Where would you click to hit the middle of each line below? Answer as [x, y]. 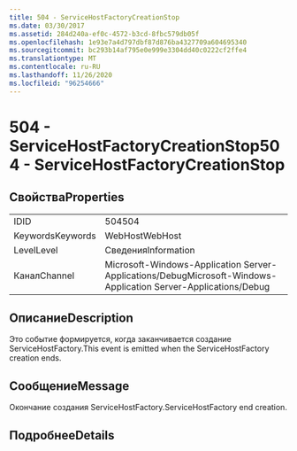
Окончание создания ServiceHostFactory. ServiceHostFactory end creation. [148, 408]
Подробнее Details [62, 435]
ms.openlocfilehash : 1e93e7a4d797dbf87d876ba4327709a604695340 [128, 42]
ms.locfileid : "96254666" [57, 83]
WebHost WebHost [143, 236]
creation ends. [35, 358]
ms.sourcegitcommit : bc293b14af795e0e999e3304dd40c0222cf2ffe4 [128, 51]
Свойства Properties [67, 197]
